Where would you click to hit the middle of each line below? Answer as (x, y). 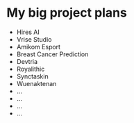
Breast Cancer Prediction (52, 54)
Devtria (27, 61)
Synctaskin (33, 76)
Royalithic (31, 69)
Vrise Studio (34, 39)
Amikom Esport (38, 47)
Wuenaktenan (36, 83)
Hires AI (28, 32)
